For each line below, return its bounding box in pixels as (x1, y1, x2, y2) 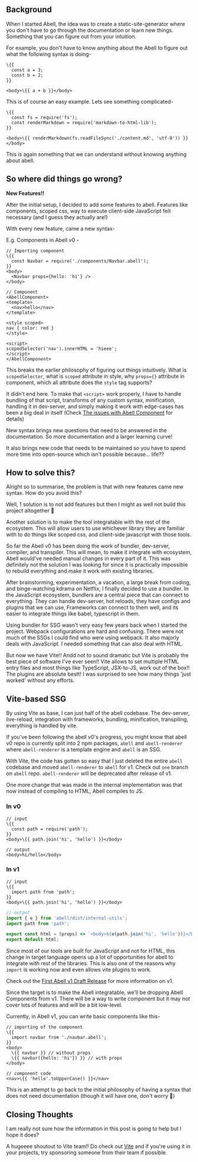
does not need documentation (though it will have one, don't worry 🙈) (6, 1093, 175, 1100)
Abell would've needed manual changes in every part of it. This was (6, 555, 171, 562)
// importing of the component (6, 1024, 83, 1030)
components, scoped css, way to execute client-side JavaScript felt (6, 207, 171, 214)
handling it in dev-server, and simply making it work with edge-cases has (6, 403, 184, 410)
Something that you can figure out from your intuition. (6, 32, 137, 40)
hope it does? (6, 1131, 39, 1138)
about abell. (6, 157, 35, 164)
